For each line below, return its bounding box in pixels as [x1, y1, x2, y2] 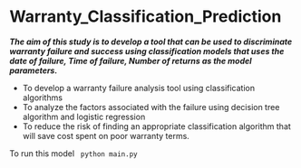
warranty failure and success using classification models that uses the [9, 45, 285, 56]
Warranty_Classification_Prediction [9, 6, 282, 27]
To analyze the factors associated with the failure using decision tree [22, 101, 280, 112]
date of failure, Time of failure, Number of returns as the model [9, 55, 252, 66]
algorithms [22, 92, 63, 103]
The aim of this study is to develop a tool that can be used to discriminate [9, 36, 293, 47]
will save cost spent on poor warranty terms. [22, 130, 190, 141]
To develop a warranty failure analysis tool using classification [22, 82, 256, 93]
